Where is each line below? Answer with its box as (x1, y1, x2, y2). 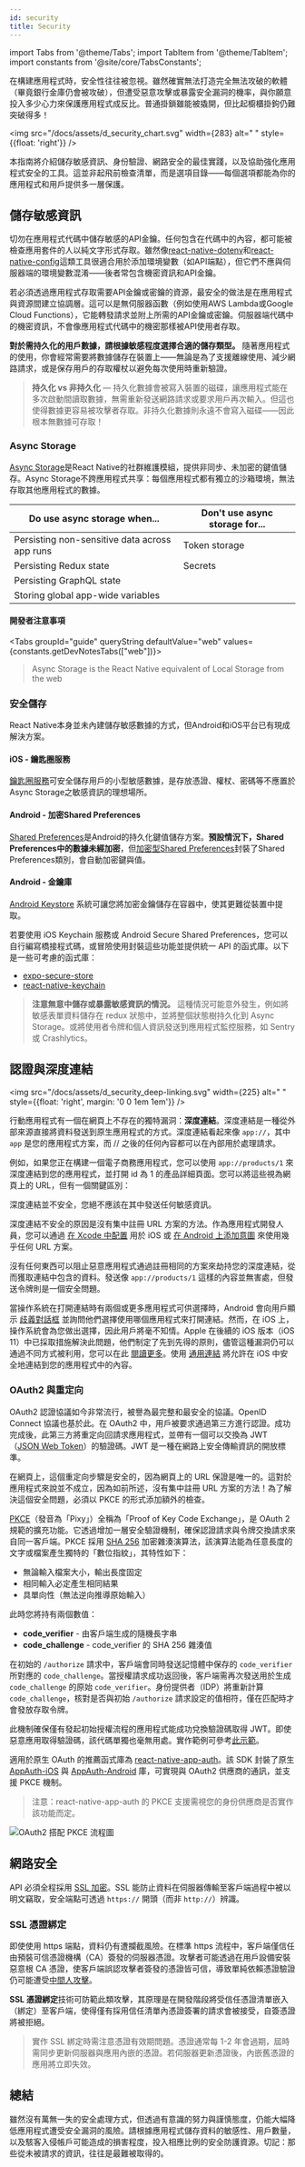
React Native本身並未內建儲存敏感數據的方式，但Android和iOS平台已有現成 (9, 720, 290, 731)
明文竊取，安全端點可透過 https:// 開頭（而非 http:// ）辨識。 (9, 1892, 245, 1904)
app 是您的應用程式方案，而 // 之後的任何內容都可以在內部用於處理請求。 (9, 1137, 281, 1148)
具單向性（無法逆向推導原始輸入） (22, 1589, 151, 1600)
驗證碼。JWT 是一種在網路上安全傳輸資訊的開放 (99, 1440, 279, 1451)
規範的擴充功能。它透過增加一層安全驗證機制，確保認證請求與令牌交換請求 (9, 1524, 288, 1535)
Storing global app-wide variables (14, 588, 161, 601)
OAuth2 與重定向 (9, 1383, 84, 1396)
